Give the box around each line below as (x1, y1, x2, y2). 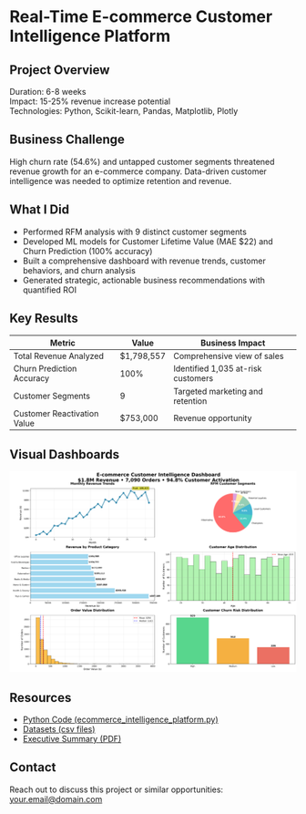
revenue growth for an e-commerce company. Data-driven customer (9, 166, 267, 177)
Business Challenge (9, 132, 126, 148)
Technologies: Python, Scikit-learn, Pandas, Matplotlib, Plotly (9, 106, 239, 116)
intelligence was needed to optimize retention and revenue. (9, 175, 232, 186)
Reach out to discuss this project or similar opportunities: (9, 784, 224, 795)
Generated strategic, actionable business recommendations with (22, 274, 266, 285)
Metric (49, 337, 76, 348)
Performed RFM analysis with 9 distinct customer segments (22, 226, 248, 237)
